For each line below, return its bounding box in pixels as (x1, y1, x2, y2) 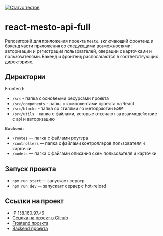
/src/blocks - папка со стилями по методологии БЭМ (12, 106, 124, 111)
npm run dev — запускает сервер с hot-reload (12, 183, 106, 189)
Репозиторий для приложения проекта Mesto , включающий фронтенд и (5, 38, 154, 43)
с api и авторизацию (12, 116, 55, 122)
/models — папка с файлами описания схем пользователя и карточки (12, 150, 157, 156)
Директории (5, 73, 45, 81)
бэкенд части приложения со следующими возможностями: (5, 43, 132, 49)
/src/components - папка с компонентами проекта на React (12, 100, 135, 106)
